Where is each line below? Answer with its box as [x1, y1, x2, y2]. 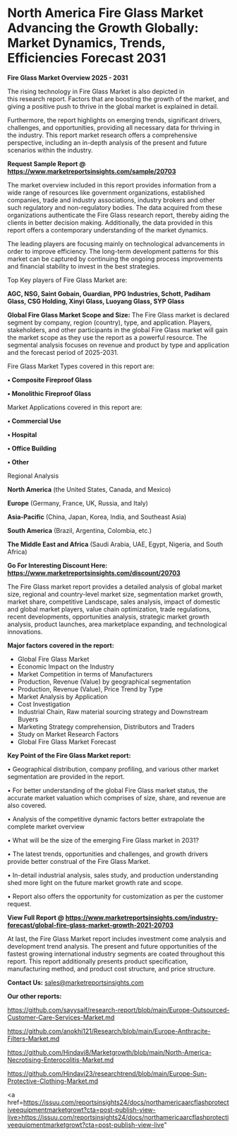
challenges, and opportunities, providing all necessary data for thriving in [7, 123, 220, 131]
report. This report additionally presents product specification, [7, 956, 188, 966]
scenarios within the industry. [7, 146, 93, 154]
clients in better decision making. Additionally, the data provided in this [7, 218, 213, 227]
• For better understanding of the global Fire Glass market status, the [7, 786, 208, 795]
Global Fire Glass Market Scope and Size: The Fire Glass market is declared [7, 310, 230, 319]
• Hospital [7, 430, 37, 439]
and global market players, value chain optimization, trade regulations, [7, 604, 212, 613]
